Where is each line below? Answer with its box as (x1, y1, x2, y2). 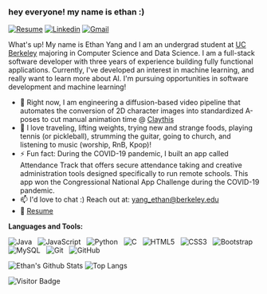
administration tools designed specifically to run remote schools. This (19, 169, 249, 178)
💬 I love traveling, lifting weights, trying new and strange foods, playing (19, 123, 253, 133)
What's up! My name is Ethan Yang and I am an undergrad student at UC (8, 40, 246, 49)
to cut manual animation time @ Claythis (41, 115, 175, 124)
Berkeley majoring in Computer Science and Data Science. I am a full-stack (8, 49, 255, 58)
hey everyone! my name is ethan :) (8, 6, 145, 18)
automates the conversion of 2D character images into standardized (19, 106, 244, 116)
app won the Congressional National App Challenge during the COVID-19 (19, 178, 260, 187)
